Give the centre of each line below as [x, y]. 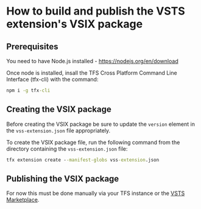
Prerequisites [32, 46]
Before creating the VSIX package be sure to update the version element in [100, 124]
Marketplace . [23, 200]
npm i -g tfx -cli [28, 91]
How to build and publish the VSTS [96, 11]
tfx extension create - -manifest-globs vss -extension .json [83, 160]
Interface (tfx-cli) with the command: [52, 79]
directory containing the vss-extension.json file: [67, 149]
